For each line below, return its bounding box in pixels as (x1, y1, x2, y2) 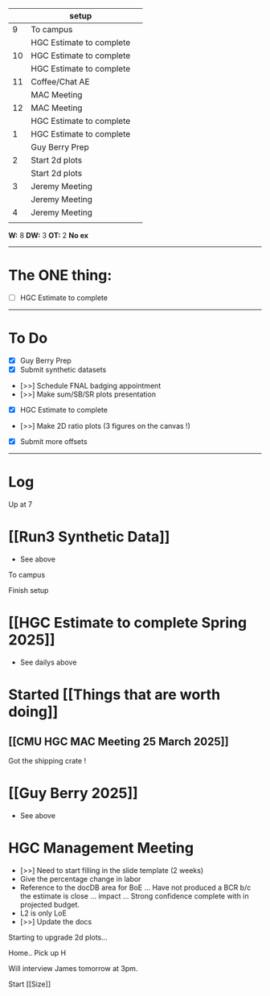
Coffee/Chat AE (31, 76, 90, 87)
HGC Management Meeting (8, 839, 194, 858)
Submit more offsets (19, 437, 88, 447)
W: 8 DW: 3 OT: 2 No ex (8, 231, 88, 240)
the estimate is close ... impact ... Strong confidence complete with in (19, 891, 249, 900)
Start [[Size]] (8, 979, 51, 989)
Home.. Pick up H (8, 948, 67, 957)
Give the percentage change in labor (19, 874, 141, 883)
